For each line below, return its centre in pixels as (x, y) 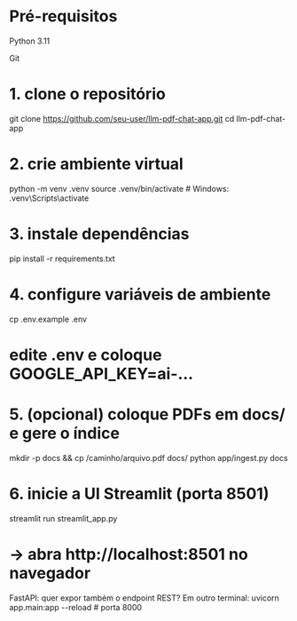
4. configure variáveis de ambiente (140, 294)
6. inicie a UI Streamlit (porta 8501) (139, 494)
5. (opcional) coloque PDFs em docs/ (147, 414)
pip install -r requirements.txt (62, 259)
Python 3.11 (30, 41)
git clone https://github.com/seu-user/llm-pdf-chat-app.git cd (122, 118)
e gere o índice (64, 434)
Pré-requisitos (63, 16)
